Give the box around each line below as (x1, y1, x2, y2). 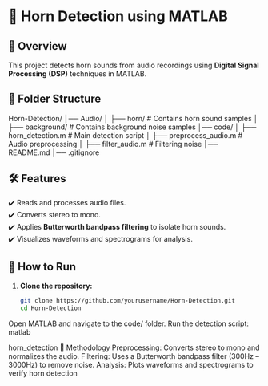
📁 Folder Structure (8, 92, 102, 106)
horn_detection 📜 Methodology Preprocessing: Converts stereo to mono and (8, 343, 260, 352)
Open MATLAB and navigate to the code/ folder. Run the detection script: (8, 319, 250, 328)
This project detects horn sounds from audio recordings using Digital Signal (8, 60, 260, 70)
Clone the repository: (19, 281, 93, 291)
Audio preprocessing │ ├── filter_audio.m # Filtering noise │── (8, 139, 218, 148)
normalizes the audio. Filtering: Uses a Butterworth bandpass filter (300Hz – (8, 351, 260, 361)
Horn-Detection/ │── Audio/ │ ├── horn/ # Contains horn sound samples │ (8, 113, 258, 123)
